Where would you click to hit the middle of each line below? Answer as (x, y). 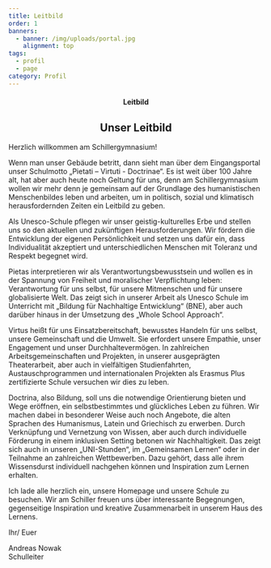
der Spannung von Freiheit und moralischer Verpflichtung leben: (115, 280)
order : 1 (23, 23)
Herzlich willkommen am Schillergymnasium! (83, 147)
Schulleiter (26, 557)
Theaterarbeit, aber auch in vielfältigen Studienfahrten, (100, 365)
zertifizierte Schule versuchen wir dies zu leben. (89, 382)
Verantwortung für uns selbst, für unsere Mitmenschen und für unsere (125, 289)
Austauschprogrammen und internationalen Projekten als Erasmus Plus (127, 374)
